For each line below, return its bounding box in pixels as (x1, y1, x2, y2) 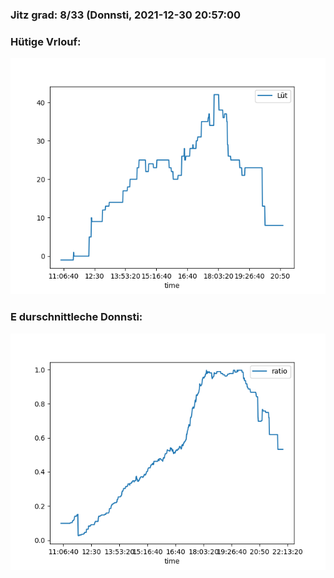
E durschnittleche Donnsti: (10, 310, 143, 324)
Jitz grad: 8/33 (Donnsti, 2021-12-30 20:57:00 (10, 8, 242, 22)
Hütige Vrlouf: (10, 34, 82, 48)
